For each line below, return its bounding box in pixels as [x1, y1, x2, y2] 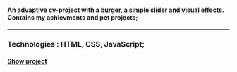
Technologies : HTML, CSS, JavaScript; [7, 40, 145, 49]
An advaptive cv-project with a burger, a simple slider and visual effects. [7, 6, 224, 14]
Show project [7, 56, 47, 65]
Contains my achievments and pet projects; [7, 13, 138, 21]
